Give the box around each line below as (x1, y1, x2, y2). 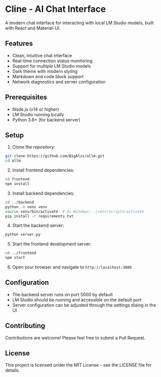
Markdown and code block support (12, 73, 84, 80)
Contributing (5, 322, 45, 330)
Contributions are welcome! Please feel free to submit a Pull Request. (5, 335, 146, 340)
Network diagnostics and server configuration (12, 79, 106, 84)
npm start (5, 255, 26, 260)
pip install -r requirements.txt (5, 213, 74, 218)
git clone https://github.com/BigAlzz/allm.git (5, 154, 105, 159)
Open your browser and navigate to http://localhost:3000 (12, 264, 132, 270)
